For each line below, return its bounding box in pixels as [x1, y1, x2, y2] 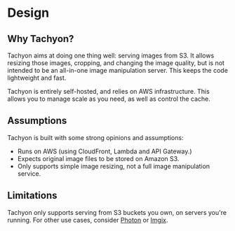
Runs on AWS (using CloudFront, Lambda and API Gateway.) [17, 147, 192, 155]
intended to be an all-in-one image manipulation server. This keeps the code [7, 66, 228, 74]
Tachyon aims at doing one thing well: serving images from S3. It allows [7, 51, 215, 59]
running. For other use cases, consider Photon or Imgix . [7, 216, 168, 224]
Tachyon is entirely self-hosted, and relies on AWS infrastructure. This [7, 87, 210, 95]
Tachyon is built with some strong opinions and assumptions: [7, 133, 184, 141]
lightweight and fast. [7, 73, 67, 82]
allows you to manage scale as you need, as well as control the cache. [7, 94, 210, 103]
